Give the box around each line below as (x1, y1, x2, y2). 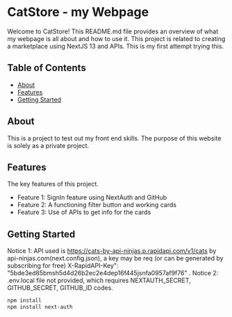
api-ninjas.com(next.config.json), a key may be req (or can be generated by (7, 254, 224, 263)
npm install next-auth (7, 304, 73, 311)
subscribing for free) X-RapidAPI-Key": (7, 261, 119, 270)
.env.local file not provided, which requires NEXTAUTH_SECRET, (7, 276, 191, 285)
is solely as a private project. (7, 141, 90, 149)
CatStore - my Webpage (7, 4, 149, 20)
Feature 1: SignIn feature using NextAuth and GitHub (17, 193, 167, 202)
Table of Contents (7, 62, 87, 74)
